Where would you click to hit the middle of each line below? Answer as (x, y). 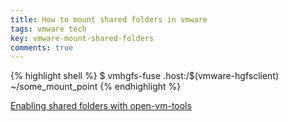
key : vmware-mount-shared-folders (82, 38)
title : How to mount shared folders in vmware (109, 19)
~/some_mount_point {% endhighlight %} (96, 87)
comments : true (42, 47)
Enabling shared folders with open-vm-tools (101, 106)
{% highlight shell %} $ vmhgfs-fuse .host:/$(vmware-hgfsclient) (145, 76)
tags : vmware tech (48, 29)
